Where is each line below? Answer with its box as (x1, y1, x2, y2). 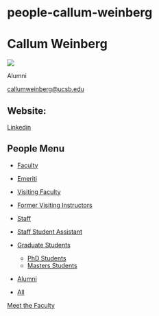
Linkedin (7, 123, 32, 131)
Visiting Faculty (16, 187, 61, 196)
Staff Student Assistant (16, 228, 82, 236)
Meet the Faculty (7, 301, 55, 309)
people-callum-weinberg (7, 5, 153, 21)
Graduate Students (16, 241, 71, 249)
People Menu (7, 143, 65, 155)
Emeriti (16, 174, 38, 182)
